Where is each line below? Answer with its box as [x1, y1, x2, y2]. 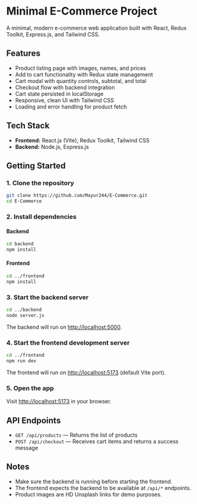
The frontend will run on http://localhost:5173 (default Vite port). [6, 368, 166, 376]
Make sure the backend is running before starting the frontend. [15, 477, 173, 485]
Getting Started [6, 161, 66, 171]
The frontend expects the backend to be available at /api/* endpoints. [15, 484, 192, 491]
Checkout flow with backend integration [15, 84, 115, 91]
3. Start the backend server [6, 293, 89, 301]
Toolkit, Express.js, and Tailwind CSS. [6, 30, 100, 38]
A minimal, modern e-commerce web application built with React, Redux [6, 24, 187, 31]
